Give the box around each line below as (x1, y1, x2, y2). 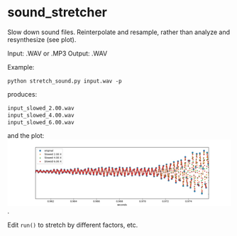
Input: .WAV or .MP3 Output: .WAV (7, 49, 108, 58)
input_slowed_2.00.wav (7, 104, 75, 112)
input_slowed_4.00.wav (7, 112, 75, 119)
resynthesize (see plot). (7, 35, 77, 43)
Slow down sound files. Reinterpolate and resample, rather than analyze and (7, 28, 231, 36)
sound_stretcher (7, 4, 108, 21)
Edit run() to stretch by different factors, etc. (7, 221, 138, 230)
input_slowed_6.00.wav (7, 119, 75, 126)
